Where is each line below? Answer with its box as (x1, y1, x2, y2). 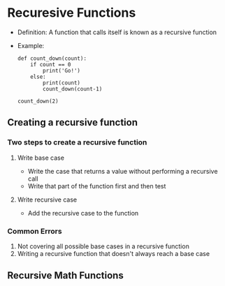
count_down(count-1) (43, 85, 103, 92)
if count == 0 (30, 61, 71, 68)
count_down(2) (17, 98, 59, 105)
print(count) (43, 79, 80, 86)
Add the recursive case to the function (27, 209, 139, 217)
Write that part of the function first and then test (27, 181, 166, 190)
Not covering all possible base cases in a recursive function (17, 242, 190, 250)
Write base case (17, 153, 65, 162)
